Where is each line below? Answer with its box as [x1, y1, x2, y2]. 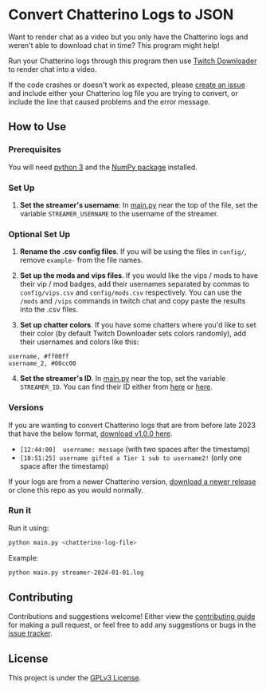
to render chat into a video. [8, 64, 97, 73]
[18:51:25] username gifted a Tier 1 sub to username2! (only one [19, 453, 242, 462]
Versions [8, 402, 44, 413]
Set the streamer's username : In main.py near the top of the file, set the [19, 200, 258, 209]
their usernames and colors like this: [19, 337, 139, 347]
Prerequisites [8, 144, 61, 155]
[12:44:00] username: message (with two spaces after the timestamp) [19, 444, 251, 454]
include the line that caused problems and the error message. [8, 97, 211, 106]
